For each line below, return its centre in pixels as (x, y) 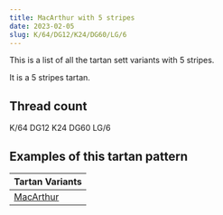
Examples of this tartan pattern (98, 156)
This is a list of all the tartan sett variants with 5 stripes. (112, 61)
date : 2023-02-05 (42, 26)
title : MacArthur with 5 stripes (72, 18)
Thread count (48, 106)
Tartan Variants (48, 182)
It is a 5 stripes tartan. (50, 78)
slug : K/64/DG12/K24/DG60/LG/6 (68, 34)
